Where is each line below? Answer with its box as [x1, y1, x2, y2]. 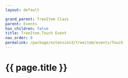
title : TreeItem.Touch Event [5, 31, 67, 36]
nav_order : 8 [5, 35, 33, 41]
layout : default [5, 7, 39, 13]
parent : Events [5, 21, 37, 26]
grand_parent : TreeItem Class [5, 16, 69, 22]
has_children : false [5, 26, 49, 31]
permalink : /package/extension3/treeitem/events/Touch [5, 40, 123, 46]
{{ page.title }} [5, 62, 68, 73]
